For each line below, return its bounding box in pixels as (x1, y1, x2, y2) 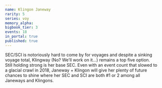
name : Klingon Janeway (5, 7, 51, 12)
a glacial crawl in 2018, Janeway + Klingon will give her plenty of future (5, 67, 147, 73)
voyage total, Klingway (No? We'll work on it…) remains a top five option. (5, 57, 150, 63)
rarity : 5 (5, 12, 25, 16)
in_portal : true (5, 34, 38, 39)
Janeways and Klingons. (5, 77, 54, 83)
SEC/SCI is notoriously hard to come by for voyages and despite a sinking (5, 52, 153, 58)
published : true (5, 39, 38, 44)
